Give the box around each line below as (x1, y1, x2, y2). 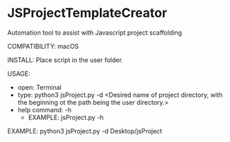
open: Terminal (17, 83, 62, 91)
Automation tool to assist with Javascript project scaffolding (7, 28, 183, 37)
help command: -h (17, 105, 72, 114)
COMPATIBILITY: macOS (7, 42, 79, 50)
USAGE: (7, 69, 30, 78)
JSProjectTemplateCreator (7, 5, 168, 21)
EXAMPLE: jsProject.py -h (28, 113, 104, 122)
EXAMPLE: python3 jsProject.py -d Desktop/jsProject (7, 126, 163, 135)
